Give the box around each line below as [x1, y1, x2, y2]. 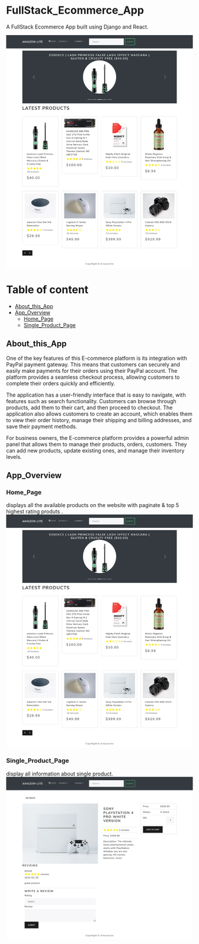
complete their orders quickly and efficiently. [6, 379, 115, 387]
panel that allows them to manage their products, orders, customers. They [6, 441, 187, 448]
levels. [6, 453, 22, 460]
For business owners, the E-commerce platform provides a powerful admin [6, 434, 190, 441]
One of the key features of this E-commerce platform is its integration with [6, 354, 188, 362]
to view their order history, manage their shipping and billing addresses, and [6, 416, 192, 423]
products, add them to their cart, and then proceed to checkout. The [6, 404, 173, 411]
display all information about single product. [6, 770, 114, 777]
